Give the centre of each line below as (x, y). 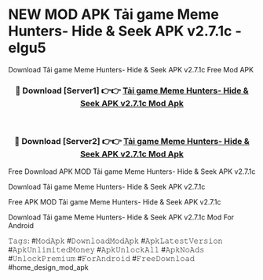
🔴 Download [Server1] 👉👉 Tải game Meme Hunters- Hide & (132, 90)
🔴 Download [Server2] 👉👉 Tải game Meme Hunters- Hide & (132, 142)
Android (21, 225)
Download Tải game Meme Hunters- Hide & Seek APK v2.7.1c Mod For (121, 217)
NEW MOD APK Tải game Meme (114, 15)
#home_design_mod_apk (48, 267)
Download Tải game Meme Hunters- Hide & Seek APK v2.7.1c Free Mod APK (131, 69)
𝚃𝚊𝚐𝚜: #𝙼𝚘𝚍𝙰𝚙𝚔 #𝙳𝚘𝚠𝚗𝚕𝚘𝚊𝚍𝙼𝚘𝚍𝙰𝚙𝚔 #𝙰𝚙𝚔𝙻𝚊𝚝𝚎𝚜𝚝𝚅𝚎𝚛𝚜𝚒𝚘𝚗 (116, 241)
